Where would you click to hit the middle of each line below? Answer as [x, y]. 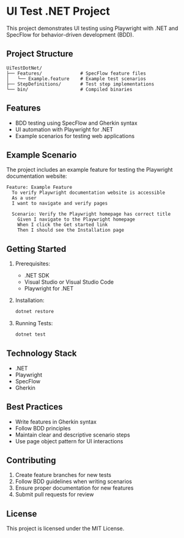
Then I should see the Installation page [71, 230]
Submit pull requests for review [54, 495]
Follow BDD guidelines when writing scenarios [74, 482]
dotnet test [30, 334]
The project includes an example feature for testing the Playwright [90, 170]
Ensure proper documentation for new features [74, 488]
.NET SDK [37, 276]
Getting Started [36, 249]
